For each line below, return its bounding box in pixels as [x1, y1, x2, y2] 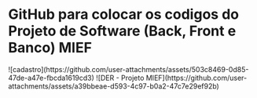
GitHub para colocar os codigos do [8, 5, 240, 24]
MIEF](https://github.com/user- [145, 73, 248, 82]
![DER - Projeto [95, 73, 145, 82]
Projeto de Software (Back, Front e [8, 22, 237, 40]
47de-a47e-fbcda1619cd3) [8, 73, 94, 82]
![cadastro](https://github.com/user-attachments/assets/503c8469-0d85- [8, 64, 249, 74]
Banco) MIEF [8, 39, 93, 56]
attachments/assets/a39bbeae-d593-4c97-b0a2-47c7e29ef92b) [8, 81, 220, 91]
